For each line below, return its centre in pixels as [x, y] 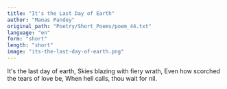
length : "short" [30, 45]
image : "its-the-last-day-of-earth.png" [66, 52]
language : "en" [29, 33]
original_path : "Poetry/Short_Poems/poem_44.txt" [80, 26]
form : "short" [27, 39]
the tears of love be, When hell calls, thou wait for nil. [82, 78]
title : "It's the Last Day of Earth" [61, 13]
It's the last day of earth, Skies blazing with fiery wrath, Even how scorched [114, 71]
